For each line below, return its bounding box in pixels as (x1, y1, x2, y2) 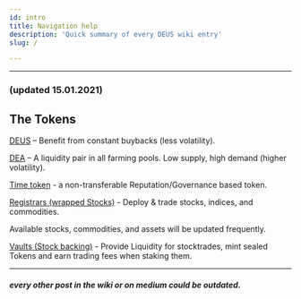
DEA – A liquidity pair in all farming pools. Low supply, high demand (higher (9, 152, 287, 163)
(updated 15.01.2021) (9, 84, 103, 97)
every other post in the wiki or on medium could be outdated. (9, 279, 242, 290)
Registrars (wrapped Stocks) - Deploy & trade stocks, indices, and (9, 196, 254, 207)
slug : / (9, 38, 39, 47)
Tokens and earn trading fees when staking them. (9, 250, 193, 261)
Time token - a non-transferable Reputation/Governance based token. (9, 179, 268, 190)
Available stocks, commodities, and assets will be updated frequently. (9, 223, 266, 234)
